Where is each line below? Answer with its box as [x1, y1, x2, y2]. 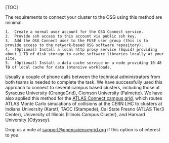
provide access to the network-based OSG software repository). [5, 43, 144, 48]
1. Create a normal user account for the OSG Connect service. [5, 29, 144, 34]
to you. [5, 132, 20, 138]
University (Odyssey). [5, 117, 51, 123]
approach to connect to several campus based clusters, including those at [5, 85, 160, 90]
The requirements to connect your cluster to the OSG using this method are [5, 14, 162, 20]
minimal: [5, 20, 23, 25]
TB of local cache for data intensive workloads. [5, 65, 112, 70]
